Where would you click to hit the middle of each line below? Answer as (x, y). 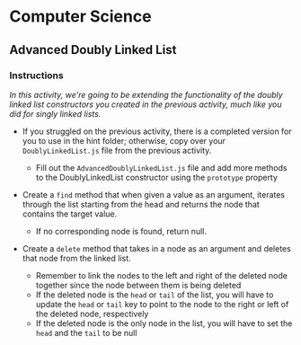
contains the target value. (70, 214)
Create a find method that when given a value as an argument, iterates (154, 194)
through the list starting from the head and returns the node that (141, 204)
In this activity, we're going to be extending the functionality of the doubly (146, 94)
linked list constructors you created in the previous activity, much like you (146, 104)
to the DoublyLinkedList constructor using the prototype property (157, 177)
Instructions (37, 75)
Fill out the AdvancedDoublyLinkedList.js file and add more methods (161, 167)
